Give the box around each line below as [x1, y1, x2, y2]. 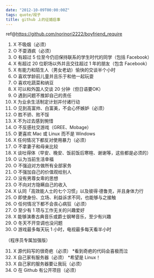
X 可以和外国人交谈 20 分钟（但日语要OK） [13, 86, 104, 92]
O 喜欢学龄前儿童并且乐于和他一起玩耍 [13, 73, 94, 80]
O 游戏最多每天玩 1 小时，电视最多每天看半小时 [13, 226, 112, 233]
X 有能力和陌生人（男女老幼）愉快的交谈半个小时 [13, 67, 116, 73]
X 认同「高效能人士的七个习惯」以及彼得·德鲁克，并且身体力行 [13, 188, 144, 194]
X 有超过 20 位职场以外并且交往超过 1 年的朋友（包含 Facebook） [13, 61, 150, 67]
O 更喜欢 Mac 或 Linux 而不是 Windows [13, 131, 96, 137]
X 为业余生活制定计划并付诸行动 [13, 99, 80, 105]
